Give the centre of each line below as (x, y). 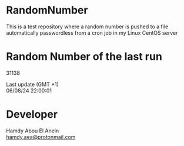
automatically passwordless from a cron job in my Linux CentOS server (92, 32)
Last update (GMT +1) (32, 84)
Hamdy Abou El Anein (33, 131)
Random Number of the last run (84, 57)
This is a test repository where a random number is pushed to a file (87, 26)
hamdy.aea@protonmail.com (41, 137)
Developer (32, 115)
